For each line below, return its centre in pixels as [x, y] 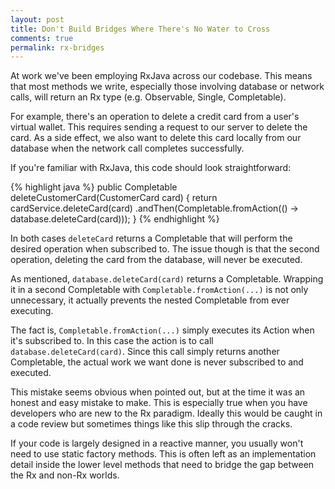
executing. [32, 311]
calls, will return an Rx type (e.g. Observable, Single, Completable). [148, 97]
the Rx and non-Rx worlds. [65, 475]
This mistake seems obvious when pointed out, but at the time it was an [158, 392]
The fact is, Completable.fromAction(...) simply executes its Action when [162, 330]
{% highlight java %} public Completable [94, 187]
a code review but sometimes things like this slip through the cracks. [151, 424]
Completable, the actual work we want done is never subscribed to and [157, 362]
